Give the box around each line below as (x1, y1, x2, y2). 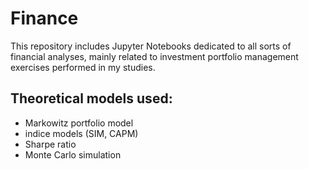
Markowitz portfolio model (24, 117, 134, 129)
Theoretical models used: (10, 90, 173, 107)
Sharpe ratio (24, 138, 77, 150)
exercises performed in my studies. (10, 61, 156, 73)
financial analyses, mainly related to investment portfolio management (10, 50, 299, 62)
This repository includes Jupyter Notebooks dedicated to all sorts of (10, 40, 292, 52)
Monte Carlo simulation (24, 148, 122, 161)
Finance (10, 7, 79, 30)
